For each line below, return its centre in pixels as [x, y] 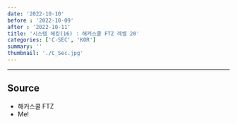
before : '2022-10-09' [41, 20]
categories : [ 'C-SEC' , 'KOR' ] [52, 40]
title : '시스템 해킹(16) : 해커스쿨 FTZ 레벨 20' [73, 33]
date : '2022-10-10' [36, 14]
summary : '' [25, 46]
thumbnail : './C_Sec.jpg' [45, 54]
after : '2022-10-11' [39, 27]
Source [24, 88]
